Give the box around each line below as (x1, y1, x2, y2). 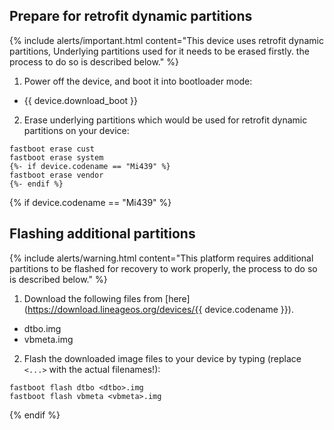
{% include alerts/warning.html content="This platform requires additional (9, 252, 314, 264)
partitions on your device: (23, 124, 130, 136)
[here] (165, 292, 191, 304)
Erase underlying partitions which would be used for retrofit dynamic (23, 114, 308, 126)
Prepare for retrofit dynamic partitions (9, 8, 253, 25)
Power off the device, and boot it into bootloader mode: (23, 75, 253, 87)
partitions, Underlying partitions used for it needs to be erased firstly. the (9, 45, 310, 57)
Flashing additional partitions (9, 225, 196, 243)
